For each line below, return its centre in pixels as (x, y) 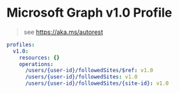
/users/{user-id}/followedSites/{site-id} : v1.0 (97, 84)
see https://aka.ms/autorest (63, 32)
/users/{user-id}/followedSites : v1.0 (81, 77)
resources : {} (39, 58)
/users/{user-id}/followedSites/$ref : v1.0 (89, 71)
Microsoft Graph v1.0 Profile (89, 13)
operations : (36, 64)
